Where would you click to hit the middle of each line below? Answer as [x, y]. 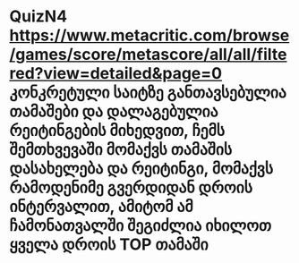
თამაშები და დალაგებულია [114, 111]
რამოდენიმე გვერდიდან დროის [131, 187]
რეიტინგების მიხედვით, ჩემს [117, 131]
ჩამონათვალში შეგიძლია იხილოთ [140, 226]
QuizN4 [38, 17]
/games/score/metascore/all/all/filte [148, 55]
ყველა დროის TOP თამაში [109, 245]
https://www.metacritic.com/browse [149, 35]
